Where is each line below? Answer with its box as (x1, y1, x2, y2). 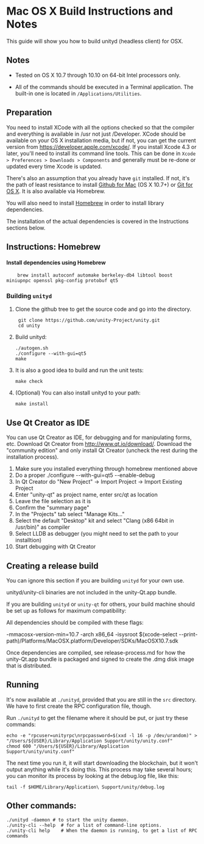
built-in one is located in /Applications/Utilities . (15, 90, 142, 97)
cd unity (18, 322, 41, 329)
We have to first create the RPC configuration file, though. (6, 702, 152, 710)
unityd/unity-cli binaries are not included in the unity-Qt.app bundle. (6, 589, 177, 596)
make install (15, 401, 49, 407)
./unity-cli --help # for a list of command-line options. (6, 822, 163, 828)
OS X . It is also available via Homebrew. (6, 187, 105, 195)
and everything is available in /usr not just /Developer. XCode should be (6, 130, 186, 137)
